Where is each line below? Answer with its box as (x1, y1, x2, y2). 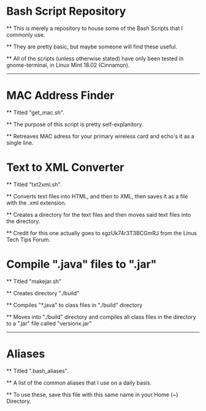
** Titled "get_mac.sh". (6, 108, 64, 116)
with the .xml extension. (6, 199, 66, 206)
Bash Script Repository (6, 4, 126, 18)
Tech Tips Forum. (6, 236, 51, 243)
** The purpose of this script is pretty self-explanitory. (6, 121, 144, 128)
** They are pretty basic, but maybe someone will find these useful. (6, 43, 178, 50)
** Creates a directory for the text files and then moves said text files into (6, 211, 191, 218)
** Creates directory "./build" (6, 289, 80, 296)
